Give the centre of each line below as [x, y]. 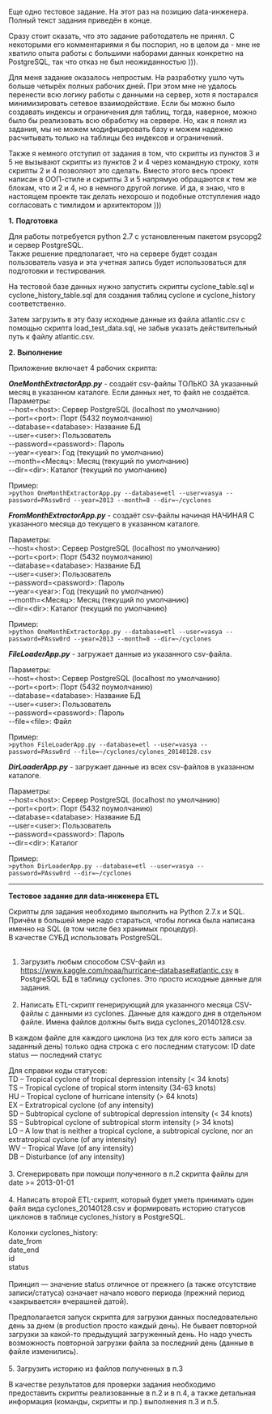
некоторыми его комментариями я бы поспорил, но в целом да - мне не [134, 45]
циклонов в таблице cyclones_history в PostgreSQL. [97, 1217]
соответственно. [37, 304]
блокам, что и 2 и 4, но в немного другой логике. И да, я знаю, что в [127, 188]
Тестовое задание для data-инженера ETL [84, 896]
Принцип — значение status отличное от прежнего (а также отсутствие [132, 1284]
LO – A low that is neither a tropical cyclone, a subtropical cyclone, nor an [131, 1131]
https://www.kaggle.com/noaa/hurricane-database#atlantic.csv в [129, 970]
